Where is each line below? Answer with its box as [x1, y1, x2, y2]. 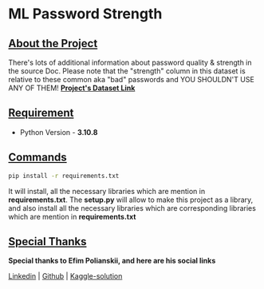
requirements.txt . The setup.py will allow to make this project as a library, [8, 195, 254, 204]
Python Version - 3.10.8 [19, 127, 98, 137]
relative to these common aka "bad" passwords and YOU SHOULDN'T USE [8, 75, 255, 84]
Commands [8, 151, 68, 164]
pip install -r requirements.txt [8, 172, 120, 180]
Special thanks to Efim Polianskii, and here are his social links [8, 256, 216, 266]
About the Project [8, 37, 98, 50]
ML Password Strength [8, 5, 163, 23]
